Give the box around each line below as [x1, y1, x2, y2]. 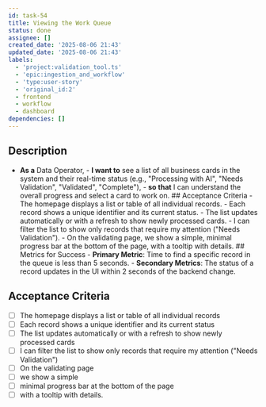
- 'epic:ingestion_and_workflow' [15, 71, 126, 79]
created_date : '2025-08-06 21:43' [8, 41, 123, 49]
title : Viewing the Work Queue [8, 19, 112, 27]
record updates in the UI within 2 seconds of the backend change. [19, 267, 236, 276]
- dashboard [15, 108, 55, 116]
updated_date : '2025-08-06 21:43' [8, 48, 123, 56]
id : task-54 [8, 11, 47, 20]
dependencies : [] [8, 115, 66, 123]
